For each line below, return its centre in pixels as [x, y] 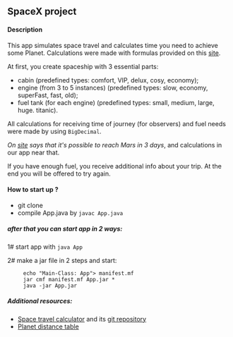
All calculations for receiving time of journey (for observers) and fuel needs [116, 123]
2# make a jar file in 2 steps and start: [62, 260]
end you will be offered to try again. [59, 173]
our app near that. [34, 152]
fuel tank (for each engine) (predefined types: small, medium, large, [116, 102]
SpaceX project [42, 12]
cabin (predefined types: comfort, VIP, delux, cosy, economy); [108, 80]
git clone [30, 205]
